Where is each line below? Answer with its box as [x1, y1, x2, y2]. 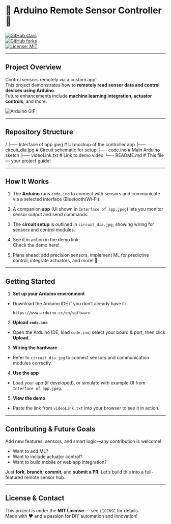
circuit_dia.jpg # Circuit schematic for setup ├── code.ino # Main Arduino [5, 147, 160, 153]
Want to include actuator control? [12, 453, 83, 460]
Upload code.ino [12, 320, 48, 326]
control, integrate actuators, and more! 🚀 [12, 258, 98, 264]
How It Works [5, 177, 49, 186]
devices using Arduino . [5, 87, 55, 94]
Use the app [12, 370, 39, 376]
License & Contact [5, 494, 65, 503]
